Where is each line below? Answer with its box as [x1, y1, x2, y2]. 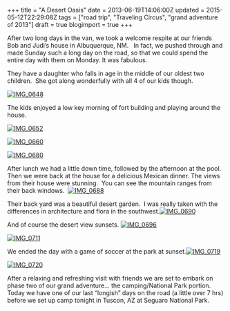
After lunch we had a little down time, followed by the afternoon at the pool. [7, 164, 222, 172]
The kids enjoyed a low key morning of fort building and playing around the [7, 104, 221, 111]
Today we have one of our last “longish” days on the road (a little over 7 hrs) [7, 289, 224, 296]
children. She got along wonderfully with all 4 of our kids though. [7, 77, 193, 85]
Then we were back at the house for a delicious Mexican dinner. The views [7, 172, 220, 180]
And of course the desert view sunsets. [7, 220, 119, 229]
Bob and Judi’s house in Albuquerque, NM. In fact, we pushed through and [7, 41, 223, 49]
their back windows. [7, 187, 65, 194]
